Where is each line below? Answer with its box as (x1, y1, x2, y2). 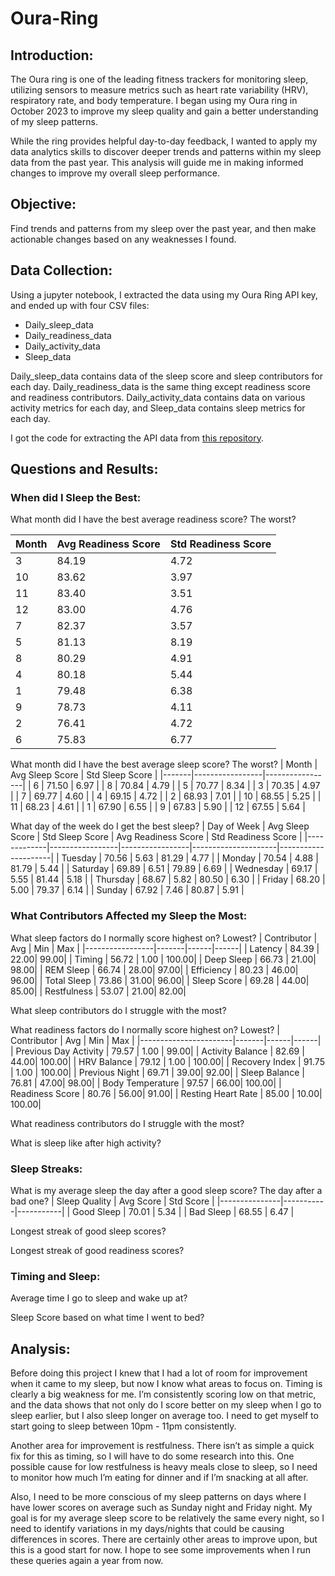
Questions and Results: (10, 461, 159, 478)
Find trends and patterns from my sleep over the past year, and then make (10, 222, 317, 234)
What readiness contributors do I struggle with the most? (10, 1117, 245, 1129)
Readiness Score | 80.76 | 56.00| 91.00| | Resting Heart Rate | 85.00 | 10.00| (10, 1087, 323, 1099)
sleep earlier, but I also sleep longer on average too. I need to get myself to (10, 1410, 319, 1422)
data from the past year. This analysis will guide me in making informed (10, 157, 304, 168)
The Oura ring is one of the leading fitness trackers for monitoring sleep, (10, 73, 309, 85)
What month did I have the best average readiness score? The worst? (10, 513, 297, 526)
